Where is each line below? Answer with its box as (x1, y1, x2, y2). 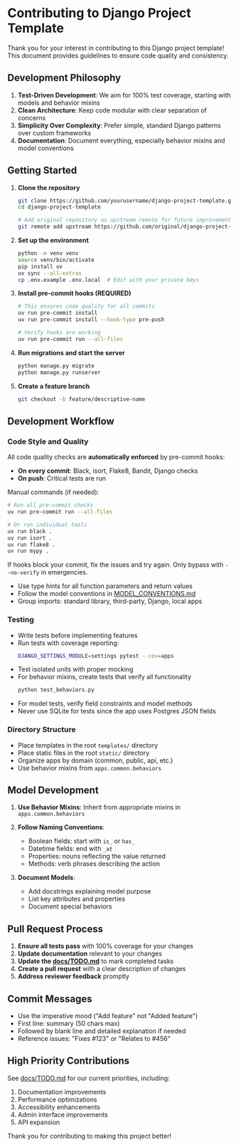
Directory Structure (7, 725, 76, 735)
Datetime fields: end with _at (28, 844, 113, 853)
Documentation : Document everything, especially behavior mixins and (17, 136, 225, 145)
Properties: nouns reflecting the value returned (28, 852, 166, 861)
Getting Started (7, 164, 77, 177)
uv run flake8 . (7, 541, 55, 548)
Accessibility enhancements (17, 1102, 101, 1111)
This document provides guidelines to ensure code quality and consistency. (7, 51, 229, 60)
